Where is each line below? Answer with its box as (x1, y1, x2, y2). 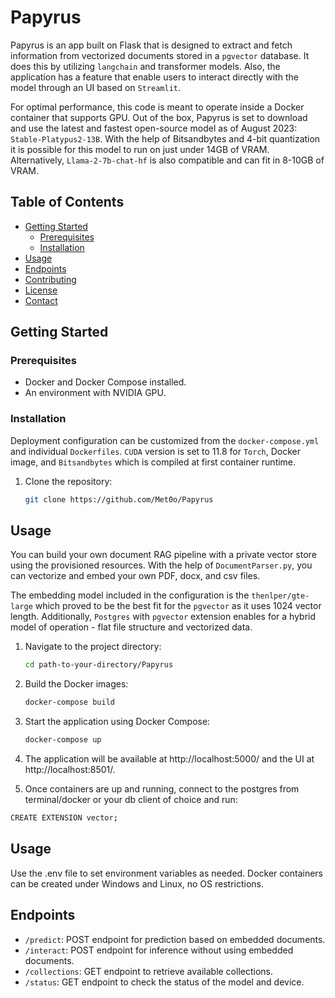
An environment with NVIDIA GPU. (24, 387, 167, 399)
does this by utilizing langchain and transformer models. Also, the (10, 60, 281, 72)
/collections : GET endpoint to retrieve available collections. (24, 965, 274, 977)
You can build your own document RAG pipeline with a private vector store (10, 549, 317, 561)
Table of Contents (10, 194, 125, 211)
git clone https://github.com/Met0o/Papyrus (24, 494, 214, 505)
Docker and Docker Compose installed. (24, 376, 187, 388)
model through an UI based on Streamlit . (10, 81, 181, 93)
